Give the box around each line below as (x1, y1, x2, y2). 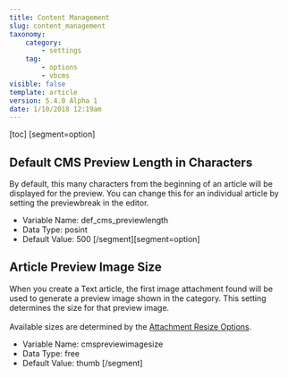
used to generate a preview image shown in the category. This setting (9, 292, 267, 304)
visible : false (9, 80, 66, 88)
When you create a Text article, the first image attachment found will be (9, 283, 274, 294)
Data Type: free (21, 348, 80, 358)
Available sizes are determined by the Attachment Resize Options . (9, 321, 252, 331)
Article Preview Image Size (9, 260, 163, 275)
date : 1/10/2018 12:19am (9, 105, 102, 113)
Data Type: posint (21, 224, 88, 235)
